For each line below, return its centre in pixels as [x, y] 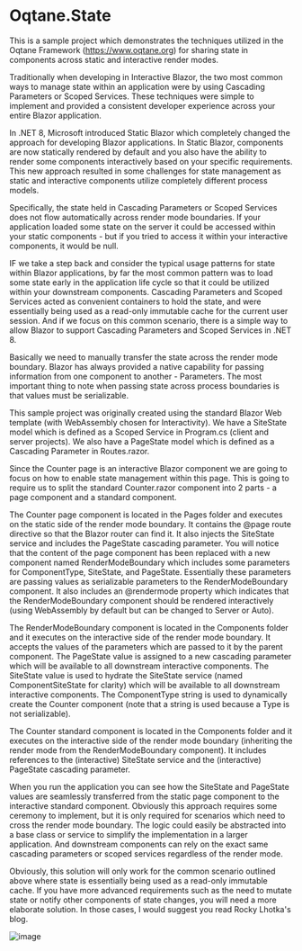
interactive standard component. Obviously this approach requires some [143, 805]
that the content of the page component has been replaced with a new [140, 552]
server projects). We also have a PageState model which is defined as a [142, 441]
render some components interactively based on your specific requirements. [151, 161]
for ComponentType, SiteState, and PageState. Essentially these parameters [151, 571]
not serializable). [40, 713]
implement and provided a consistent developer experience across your [142, 105]
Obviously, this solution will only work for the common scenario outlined [142, 871]
